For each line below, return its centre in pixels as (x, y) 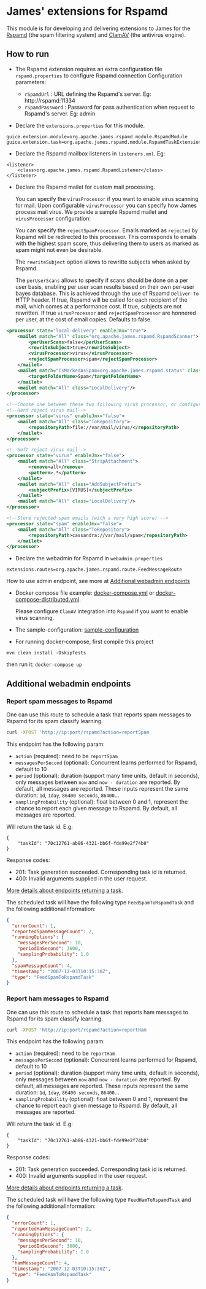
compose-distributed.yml (47, 600)
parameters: (31, 82)
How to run (28, 54)
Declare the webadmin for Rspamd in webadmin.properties (89, 558)
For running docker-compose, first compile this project (84, 642)
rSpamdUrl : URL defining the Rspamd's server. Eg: (88, 94)
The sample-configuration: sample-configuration (77, 630)
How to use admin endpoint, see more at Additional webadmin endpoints (98, 581)
